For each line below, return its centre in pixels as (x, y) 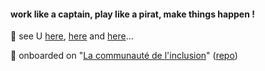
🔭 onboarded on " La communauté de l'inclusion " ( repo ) (124, 56)
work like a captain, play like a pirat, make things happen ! (132, 14)
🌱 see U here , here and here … (72, 36)
